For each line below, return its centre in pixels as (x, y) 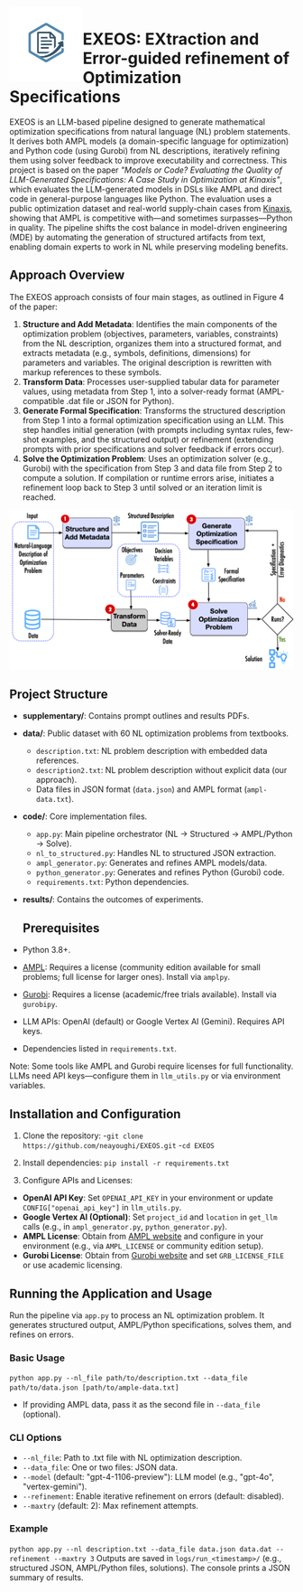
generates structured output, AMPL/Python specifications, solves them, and (151, 1324)
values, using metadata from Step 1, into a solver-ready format (138, 391)
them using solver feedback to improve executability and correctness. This (148, 160)
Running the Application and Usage (111, 1293)
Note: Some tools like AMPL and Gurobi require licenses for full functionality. (151, 1066)
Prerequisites (61, 928)
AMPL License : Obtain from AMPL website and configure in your (143, 1237)
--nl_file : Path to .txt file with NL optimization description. (132, 1457)
